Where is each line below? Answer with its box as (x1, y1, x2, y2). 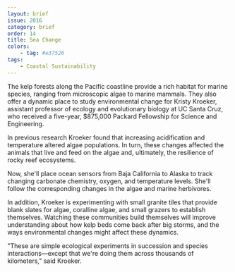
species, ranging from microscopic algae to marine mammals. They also (7, 89, 217, 98)
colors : (7, 43, 30, 50)
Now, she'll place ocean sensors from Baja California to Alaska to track (7, 169, 213, 178)
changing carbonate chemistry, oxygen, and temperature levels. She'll (7, 177, 211, 185)
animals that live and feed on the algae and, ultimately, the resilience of (7, 148, 214, 156)
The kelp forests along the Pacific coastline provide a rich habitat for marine (7, 82, 228, 90)
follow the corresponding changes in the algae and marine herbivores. (7, 184, 212, 192)
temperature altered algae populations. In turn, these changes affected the (7, 140, 224, 149)
